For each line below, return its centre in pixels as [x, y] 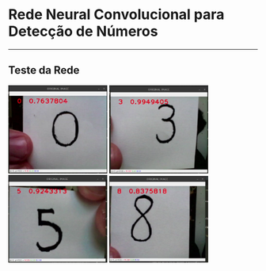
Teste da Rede [44, 70]
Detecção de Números [83, 31]
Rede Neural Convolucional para [116, 15]
